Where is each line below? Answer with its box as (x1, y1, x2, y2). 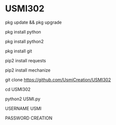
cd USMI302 (5, 86, 31, 92)
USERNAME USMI (5, 105, 42, 111)
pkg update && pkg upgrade (5, 19, 62, 25)
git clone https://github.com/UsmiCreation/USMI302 (5, 77, 111, 83)
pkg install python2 (5, 38, 44, 44)
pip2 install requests (5, 57, 46, 63)
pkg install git (5, 48, 32, 54)
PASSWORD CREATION (5, 115, 53, 121)
